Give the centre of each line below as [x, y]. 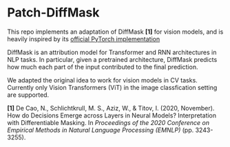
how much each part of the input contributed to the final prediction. [103, 67]
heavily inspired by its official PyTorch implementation [84, 38]
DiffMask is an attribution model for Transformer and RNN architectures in [112, 52]
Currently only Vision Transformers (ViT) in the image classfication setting [112, 87]
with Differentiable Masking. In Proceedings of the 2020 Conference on [108, 122]
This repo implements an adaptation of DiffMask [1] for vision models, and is [115, 32]
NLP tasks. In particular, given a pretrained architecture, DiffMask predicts [112, 59]
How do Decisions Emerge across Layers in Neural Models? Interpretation [112, 115]
